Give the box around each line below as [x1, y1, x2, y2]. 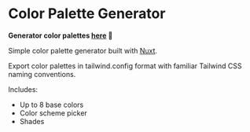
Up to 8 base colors [19, 100, 84, 109]
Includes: [8, 84, 38, 94]
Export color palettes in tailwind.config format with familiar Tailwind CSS [8, 60, 242, 71]
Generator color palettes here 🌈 [8, 31, 113, 40]
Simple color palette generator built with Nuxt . [8, 46, 158, 55]
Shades [19, 116, 45, 126]
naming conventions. [8, 69, 76, 79]
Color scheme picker [19, 108, 88, 118]
